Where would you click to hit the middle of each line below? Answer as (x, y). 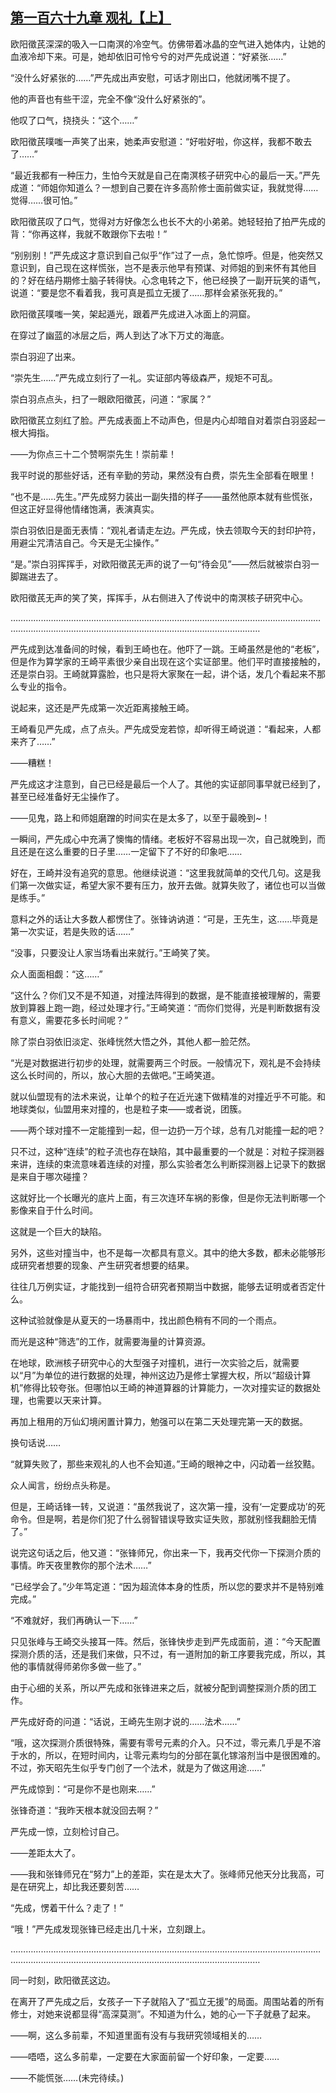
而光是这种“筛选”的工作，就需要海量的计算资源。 (111, 1341)
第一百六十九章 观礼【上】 (91, 18)
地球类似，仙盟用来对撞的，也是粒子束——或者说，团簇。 (128, 1109)
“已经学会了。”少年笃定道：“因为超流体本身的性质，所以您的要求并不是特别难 (167, 1586)
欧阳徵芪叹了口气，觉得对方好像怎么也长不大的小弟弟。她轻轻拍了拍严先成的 (168, 221)
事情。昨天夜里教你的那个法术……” (81, 1565)
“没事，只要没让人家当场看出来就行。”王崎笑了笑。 (113, 952)
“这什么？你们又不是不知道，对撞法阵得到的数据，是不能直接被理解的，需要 (166, 995)
